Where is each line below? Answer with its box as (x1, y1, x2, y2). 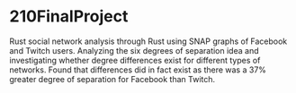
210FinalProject (9, 6, 129, 27)
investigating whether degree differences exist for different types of (9, 55, 261, 65)
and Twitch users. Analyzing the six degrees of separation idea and (9, 45, 259, 55)
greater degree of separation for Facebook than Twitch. (9, 73, 216, 84)
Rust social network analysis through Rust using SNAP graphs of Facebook (9, 36, 288, 46)
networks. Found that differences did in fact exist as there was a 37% (9, 64, 267, 75)
